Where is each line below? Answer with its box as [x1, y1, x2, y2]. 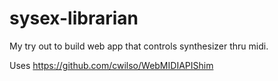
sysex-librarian [9, 7, 139, 30]
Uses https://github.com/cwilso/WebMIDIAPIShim [9, 59, 214, 71]
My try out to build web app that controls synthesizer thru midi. [9, 40, 269, 52]
